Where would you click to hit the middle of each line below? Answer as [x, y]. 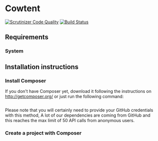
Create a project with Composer [43, 133]
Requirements [27, 37]
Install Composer [26, 81]
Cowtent [23, 9]
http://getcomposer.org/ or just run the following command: [64, 96]
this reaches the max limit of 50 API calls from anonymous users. [70, 120]
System [14, 51]
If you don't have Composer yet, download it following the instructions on [78, 91]
